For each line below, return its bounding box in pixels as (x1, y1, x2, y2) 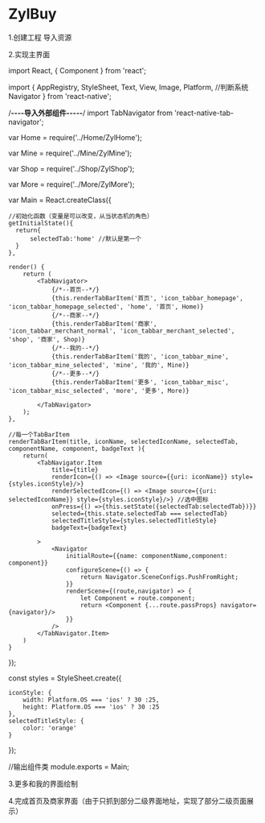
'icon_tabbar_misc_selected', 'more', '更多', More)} (8, 387, 190, 395)
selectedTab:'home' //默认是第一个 (29, 234, 142, 242)
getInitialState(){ (8, 219, 74, 227)
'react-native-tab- (173, 108, 234, 118)
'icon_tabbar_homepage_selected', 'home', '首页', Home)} (8, 303, 204, 311)
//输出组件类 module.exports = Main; (8, 762, 130, 771)
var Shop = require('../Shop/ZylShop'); (8, 163, 135, 173)
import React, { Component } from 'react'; (8, 65, 147, 75)
